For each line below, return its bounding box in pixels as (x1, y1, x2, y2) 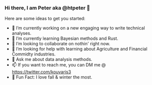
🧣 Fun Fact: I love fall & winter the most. (11, 74, 92, 80)
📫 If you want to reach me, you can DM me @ (11, 62, 106, 68)
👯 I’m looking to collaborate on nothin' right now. (11, 41, 111, 47)
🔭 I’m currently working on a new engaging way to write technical (11, 25, 145, 31)
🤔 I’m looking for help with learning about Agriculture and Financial (11, 46, 148, 52)
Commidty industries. (11, 51, 56, 57)
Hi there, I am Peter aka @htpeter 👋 (4, 4, 90, 11)
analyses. (11, 30, 32, 36)
